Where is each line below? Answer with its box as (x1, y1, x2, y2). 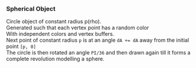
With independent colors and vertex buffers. (6, 30, 115, 38)
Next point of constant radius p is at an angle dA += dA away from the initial (6, 37, 189, 44)
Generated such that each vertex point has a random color (6, 24, 150, 31)
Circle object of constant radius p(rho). (6, 18, 102, 25)
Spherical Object (6, 5, 56, 13)
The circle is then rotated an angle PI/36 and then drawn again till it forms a (6, 49, 191, 56)
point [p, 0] (6, 43, 37, 50)
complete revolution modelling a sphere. (6, 55, 105, 63)
